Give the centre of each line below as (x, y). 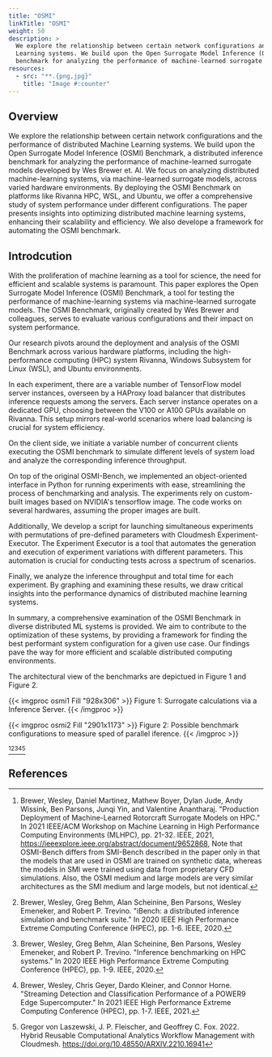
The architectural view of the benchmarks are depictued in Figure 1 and (127, 676)
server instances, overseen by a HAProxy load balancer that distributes (127, 393)
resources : (27, 69)
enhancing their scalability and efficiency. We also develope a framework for (136, 222)
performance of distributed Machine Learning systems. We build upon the (132, 145)
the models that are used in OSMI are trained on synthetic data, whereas (141, 860)
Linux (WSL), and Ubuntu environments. (75, 369)
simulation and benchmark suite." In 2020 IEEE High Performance (130, 919)
